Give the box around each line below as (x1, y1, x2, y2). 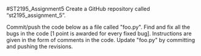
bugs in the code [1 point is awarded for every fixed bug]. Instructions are (6, 30, 192, 37)
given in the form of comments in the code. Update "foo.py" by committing (6, 37, 195, 43)
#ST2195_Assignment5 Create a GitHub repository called (6, 5, 150, 12)
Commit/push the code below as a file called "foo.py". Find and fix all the (6, 24, 191, 30)
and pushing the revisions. (6, 43, 74, 50)
